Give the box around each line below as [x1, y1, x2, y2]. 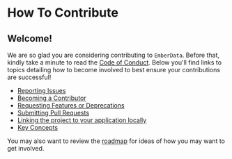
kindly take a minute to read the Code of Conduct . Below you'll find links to [7, 58, 222, 67]
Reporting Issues [17, 87, 66, 94]
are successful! [7, 73, 52, 81]
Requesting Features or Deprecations [17, 101, 125, 109]
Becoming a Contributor [17, 94, 86, 102]
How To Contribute [7, 5, 118, 21]
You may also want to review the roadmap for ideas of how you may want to [7, 137, 225, 145]
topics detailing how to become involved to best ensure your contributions [7, 66, 221, 74]
